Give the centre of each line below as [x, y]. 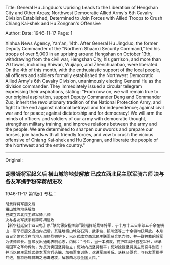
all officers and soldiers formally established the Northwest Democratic [79, 75]
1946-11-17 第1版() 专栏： [31, 194]
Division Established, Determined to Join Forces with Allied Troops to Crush [84, 18]
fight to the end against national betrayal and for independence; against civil [85, 108]
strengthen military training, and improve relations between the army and [81, 124]
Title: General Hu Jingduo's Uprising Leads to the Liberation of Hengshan [82, 7]
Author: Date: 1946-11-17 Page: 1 [39, 33]
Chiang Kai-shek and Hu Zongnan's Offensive [53, 23]
